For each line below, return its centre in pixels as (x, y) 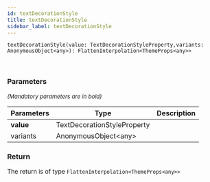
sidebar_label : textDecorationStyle (59, 26)
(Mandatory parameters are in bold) (55, 96)
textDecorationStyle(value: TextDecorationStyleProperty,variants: (106, 45)
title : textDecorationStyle (47, 20)
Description (176, 113)
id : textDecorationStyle (43, 13)
